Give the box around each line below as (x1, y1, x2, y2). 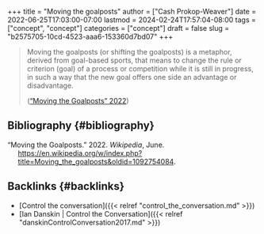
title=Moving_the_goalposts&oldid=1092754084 (17, 157, 174, 166)
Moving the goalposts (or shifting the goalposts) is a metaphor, (26, 47, 232, 56)
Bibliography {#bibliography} (7, 119, 155, 133)
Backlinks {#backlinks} (7, 179, 124, 193)
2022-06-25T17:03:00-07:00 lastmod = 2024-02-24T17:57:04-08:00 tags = (7, 15, 257, 25)
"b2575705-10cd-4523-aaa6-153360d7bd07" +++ (7, 32, 174, 41)
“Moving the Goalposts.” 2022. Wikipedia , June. (7, 140, 165, 149)
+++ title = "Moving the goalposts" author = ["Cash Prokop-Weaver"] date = (7, 7, 257, 16)
